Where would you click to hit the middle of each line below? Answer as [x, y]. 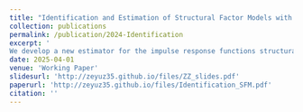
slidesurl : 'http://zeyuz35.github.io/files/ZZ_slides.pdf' [125, 77]
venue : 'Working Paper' [54, 69]
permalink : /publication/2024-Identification [96, 34]
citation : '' [34, 93]
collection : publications [58, 26]
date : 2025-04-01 [42, 60]
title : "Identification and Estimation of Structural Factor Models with [151, 18]
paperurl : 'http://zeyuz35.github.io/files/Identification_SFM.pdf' [141, 85]
